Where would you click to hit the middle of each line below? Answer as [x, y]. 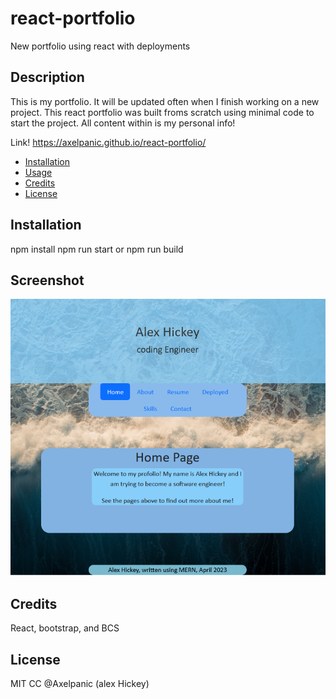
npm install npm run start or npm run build [97, 249]
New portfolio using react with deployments [100, 46]
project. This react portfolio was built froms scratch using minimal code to [162, 112]
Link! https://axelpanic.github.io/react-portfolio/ [108, 142]
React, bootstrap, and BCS [65, 628]
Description [47, 77]
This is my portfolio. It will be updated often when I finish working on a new [165, 101]
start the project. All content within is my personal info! [123, 123]
